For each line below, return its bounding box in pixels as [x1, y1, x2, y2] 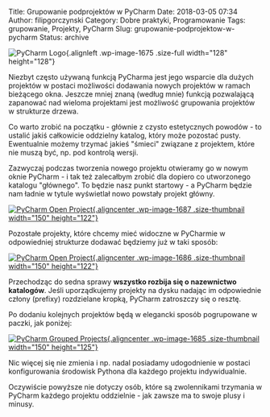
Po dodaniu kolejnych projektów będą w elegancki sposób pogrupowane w [8, 310, 258, 319]
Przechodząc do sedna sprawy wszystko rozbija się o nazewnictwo [8, 277, 237, 287]
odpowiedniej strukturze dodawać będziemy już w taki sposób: [8, 237, 218, 246]
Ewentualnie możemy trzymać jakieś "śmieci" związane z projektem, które [8, 139, 255, 148]
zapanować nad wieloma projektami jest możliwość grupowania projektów [8, 98, 255, 107]
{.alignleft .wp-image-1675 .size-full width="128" [65, 48, 228, 57]
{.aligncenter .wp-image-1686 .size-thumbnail [92, 253, 246, 262]
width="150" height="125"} [8, 342, 98, 352]
